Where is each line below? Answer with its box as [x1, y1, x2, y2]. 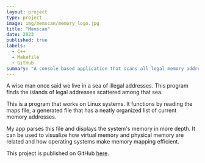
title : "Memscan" [6, 26, 51, 32]
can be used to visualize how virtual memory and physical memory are [6, 131, 184, 139]
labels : [6, 43, 26, 49]
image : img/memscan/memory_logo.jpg [6, 20, 99, 26]
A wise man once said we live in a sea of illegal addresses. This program [6, 82, 189, 89]
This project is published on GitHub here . [6, 150, 110, 157]
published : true [6, 37, 48, 43]
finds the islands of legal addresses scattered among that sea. [6, 89, 163, 96]
